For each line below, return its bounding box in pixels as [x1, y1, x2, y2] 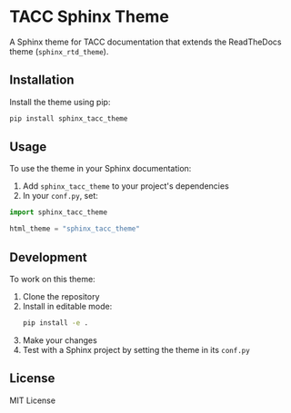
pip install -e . [22, 319, 89, 328]
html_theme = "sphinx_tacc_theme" [9, 224, 141, 233]
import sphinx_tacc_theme [9, 208, 107, 217]
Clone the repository [22, 291, 100, 301]
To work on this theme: [9, 274, 95, 284]
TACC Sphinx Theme [9, 6, 170, 27]
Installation [9, 73, 75, 88]
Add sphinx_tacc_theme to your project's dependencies [22, 181, 229, 192]
